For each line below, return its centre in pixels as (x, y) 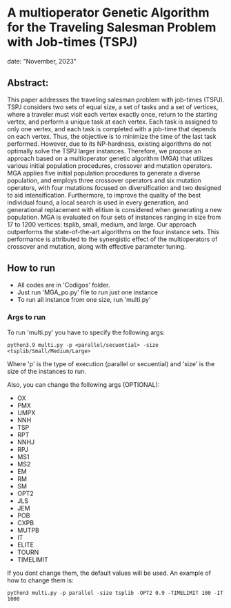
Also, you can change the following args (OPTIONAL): (83, 384)
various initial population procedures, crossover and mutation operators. (110, 165)
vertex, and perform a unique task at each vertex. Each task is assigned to (113, 122)
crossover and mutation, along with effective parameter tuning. (97, 246)
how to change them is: (40, 580)
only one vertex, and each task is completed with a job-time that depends (112, 129)
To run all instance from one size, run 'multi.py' (84, 299)
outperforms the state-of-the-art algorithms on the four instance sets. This (113, 231)
